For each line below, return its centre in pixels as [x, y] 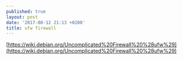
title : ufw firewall [31, 28]
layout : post [22, 17]
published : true [26, 11]
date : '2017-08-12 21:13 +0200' [46, 22]
